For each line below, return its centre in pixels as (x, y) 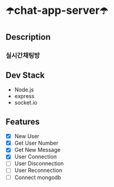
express (24, 96)
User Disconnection (39, 163)
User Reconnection (38, 170)
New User (27, 136)
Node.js (24, 90)
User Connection (35, 157)
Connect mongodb (38, 177)
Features (23, 121)
